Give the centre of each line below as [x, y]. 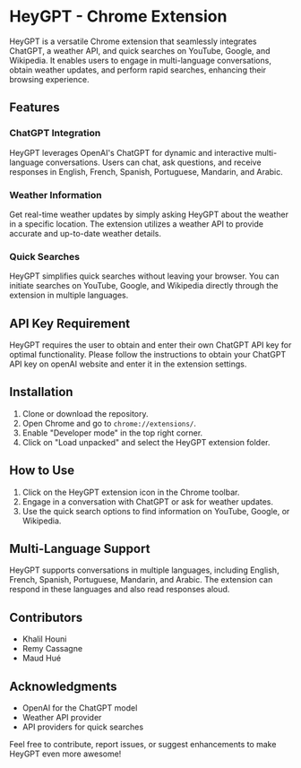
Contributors [46, 617]
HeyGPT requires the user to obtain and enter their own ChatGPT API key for [150, 345]
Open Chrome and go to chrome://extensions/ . [109, 423]
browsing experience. [49, 79]
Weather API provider [62, 718]
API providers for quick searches [83, 727]
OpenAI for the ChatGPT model [80, 708]
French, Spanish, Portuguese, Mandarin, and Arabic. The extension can [141, 580]
